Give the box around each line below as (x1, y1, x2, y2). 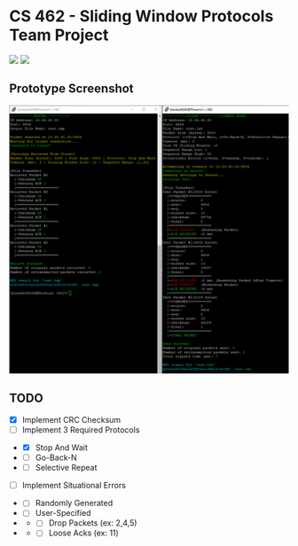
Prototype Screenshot (9, 82, 135, 97)
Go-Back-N (35, 452, 77, 463)
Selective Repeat (35, 463, 98, 473)
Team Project (9, 25, 109, 45)
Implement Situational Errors (21, 480, 127, 491)
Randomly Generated (35, 498, 114, 509)
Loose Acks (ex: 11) (48, 527, 120, 538)
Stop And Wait (35, 442, 89, 453)
